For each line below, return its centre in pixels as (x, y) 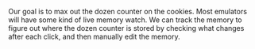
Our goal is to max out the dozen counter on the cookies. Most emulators (128, 11)
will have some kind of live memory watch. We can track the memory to (125, 20)
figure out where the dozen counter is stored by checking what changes (126, 28)
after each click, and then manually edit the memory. (94, 36)
